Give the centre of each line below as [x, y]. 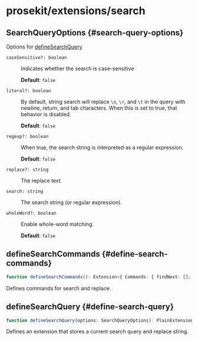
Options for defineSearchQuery [44, 47]
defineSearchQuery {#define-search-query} [90, 307]
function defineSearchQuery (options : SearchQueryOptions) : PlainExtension [100, 320]
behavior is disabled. [46, 114]
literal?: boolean [29, 91]
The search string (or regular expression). [72, 202]
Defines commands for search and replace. [59, 288]
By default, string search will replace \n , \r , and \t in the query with [103, 102]
